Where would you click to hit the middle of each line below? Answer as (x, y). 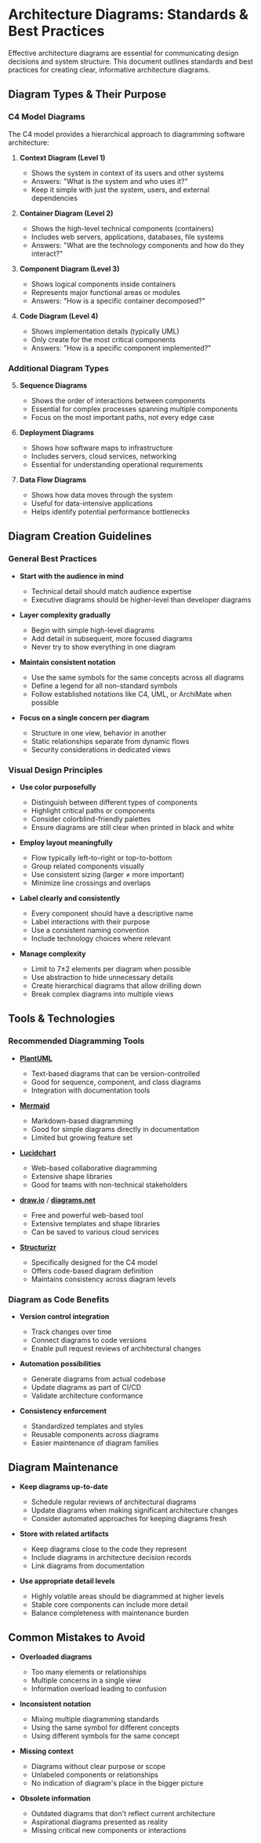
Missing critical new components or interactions (109, 1830)
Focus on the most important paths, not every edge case (123, 417)
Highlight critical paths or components (93, 810)
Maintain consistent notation (67, 662)
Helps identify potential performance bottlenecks (111, 511)
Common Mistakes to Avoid (77, 1638)
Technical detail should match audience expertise (111, 591)
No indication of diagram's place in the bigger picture (117, 1782)
